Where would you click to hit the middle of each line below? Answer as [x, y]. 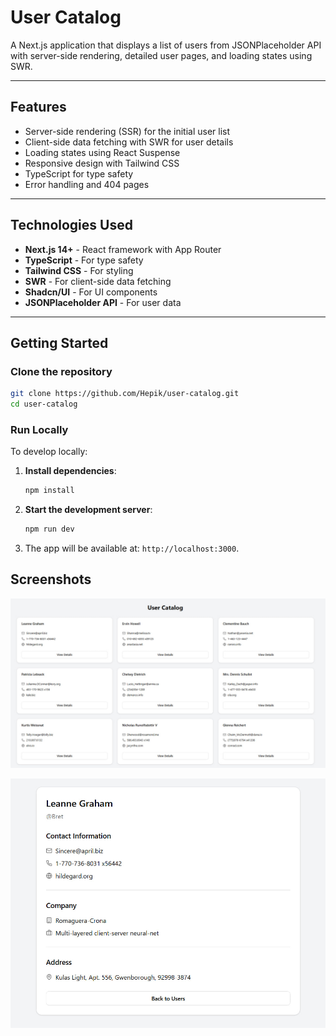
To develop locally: [49, 452]
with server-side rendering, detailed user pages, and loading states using [161, 55]
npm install [49, 491]
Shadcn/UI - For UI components [91, 292]
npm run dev [49, 529]
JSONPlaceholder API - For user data [103, 302]
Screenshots [51, 579]
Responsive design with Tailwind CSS [102, 163]
